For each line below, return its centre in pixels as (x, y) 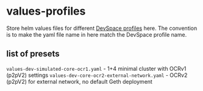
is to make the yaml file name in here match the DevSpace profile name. (97, 34)
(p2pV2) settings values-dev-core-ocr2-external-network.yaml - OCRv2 (97, 75)
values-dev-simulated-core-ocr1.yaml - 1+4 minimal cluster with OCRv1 (96, 68)
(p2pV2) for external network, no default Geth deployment (79, 81)
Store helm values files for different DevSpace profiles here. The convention (102, 28)
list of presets (33, 54)
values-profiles (46, 11)
